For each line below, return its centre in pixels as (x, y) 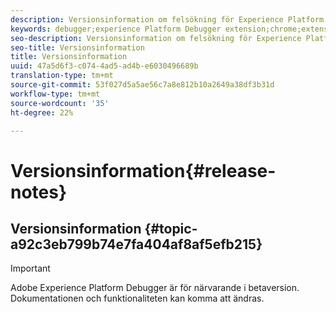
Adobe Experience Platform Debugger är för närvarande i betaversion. (155, 288)
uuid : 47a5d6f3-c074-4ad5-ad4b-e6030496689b (104, 66)
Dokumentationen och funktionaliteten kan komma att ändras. (137, 298)
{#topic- (171, 228)
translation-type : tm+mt (62, 76)
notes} (39, 192)
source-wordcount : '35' (60, 103)
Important (30, 268)
